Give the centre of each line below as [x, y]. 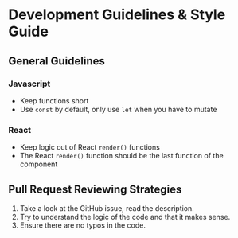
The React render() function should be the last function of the [122, 156]
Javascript [29, 84]
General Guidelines [57, 61]
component [39, 164]
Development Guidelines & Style [117, 15]
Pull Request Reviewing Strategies [95, 189]
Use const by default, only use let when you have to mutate [118, 109]
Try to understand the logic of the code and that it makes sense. [125, 217]
